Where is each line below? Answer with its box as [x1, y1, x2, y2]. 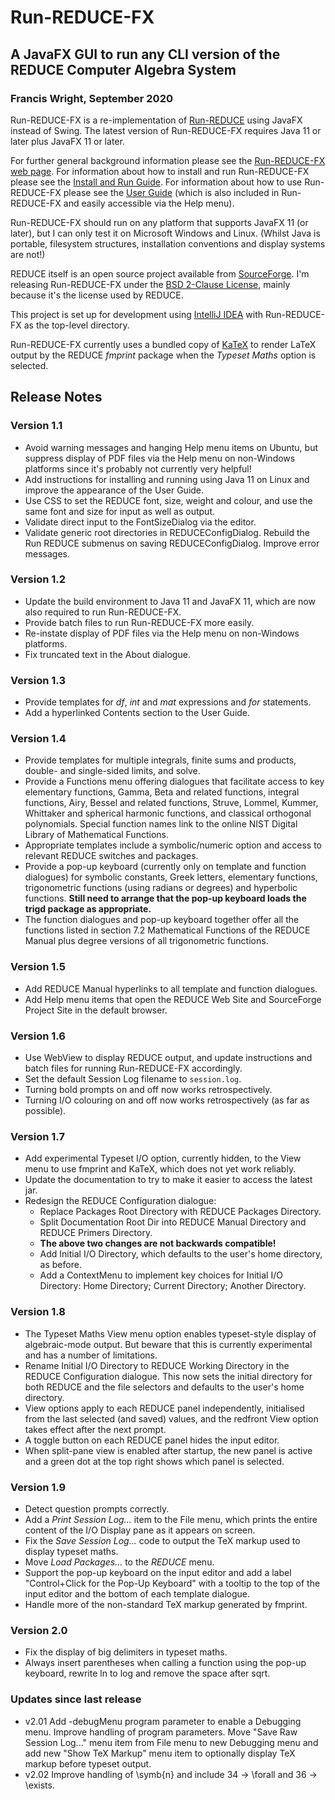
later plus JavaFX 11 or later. [10, 135, 125, 147]
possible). [24, 1105, 67, 1117]
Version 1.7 [10, 1129, 65, 1143]
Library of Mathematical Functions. [24, 829, 169, 841]
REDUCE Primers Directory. [39, 1227, 153, 1239]
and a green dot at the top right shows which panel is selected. [24, 1455, 285, 1467]
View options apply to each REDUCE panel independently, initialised [24, 1402, 305, 1414]
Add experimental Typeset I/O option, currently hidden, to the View [24, 1152, 302, 1165]
